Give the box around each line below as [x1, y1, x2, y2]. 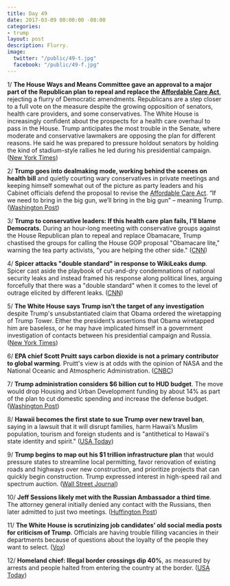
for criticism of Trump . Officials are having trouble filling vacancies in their [7, 528, 219, 536]
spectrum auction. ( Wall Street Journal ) [7, 479, 119, 488]
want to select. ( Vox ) [7, 543, 66, 551]
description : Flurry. [7, 42, 69, 49]
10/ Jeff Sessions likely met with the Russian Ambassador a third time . [7, 493, 211, 501]
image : [7, 49, 26, 56]
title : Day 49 [7, 10, 48, 17]
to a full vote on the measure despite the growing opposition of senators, [7, 102, 214, 110]
